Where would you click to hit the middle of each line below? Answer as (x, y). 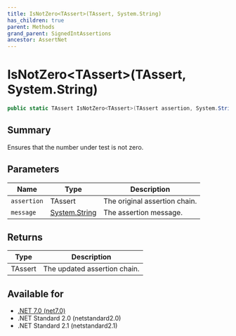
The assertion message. (143, 212)
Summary (29, 130)
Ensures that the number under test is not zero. (76, 147)
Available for (36, 293)
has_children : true (36, 20)
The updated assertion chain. (91, 269)
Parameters (33, 169)
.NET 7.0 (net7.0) (41, 311)
